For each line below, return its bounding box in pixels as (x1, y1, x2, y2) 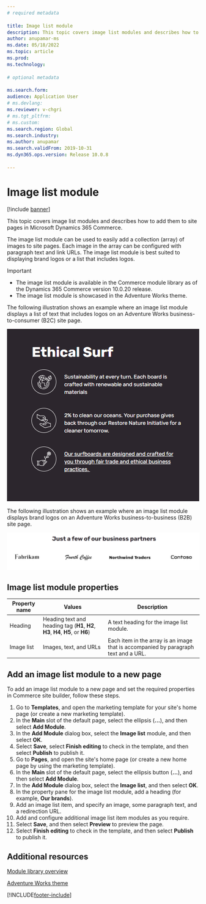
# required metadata (7, 10, 60, 16)
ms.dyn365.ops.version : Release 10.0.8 (7, 152, 109, 158)
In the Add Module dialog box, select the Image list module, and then (15, 730, 191, 737)
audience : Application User (7, 94, 79, 100)
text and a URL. (108, 650, 146, 657)
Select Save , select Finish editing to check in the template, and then (15, 743, 189, 750)
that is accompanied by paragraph (108, 643, 194, 650)
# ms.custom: (7, 119, 40, 125)
